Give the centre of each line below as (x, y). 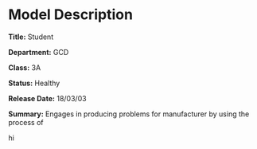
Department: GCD (39, 52)
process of (26, 122)
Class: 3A (25, 67)
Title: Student (31, 37)
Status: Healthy (34, 83)
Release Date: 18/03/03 (47, 98)
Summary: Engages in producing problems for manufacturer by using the (129, 114)
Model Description (71, 15)
